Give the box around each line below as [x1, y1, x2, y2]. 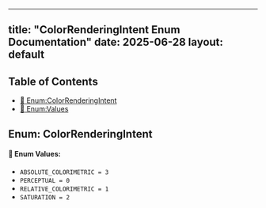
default [8, 48, 45, 62]
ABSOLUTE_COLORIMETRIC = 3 [19, 168, 109, 176]
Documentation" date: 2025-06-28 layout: [8, 36, 224, 49]
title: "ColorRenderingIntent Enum [8, 23, 180, 36]
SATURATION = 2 [19, 193, 70, 202]
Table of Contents [8, 74, 99, 88]
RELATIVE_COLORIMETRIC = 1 [19, 185, 109, 193]
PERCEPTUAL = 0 [19, 176, 70, 184]
